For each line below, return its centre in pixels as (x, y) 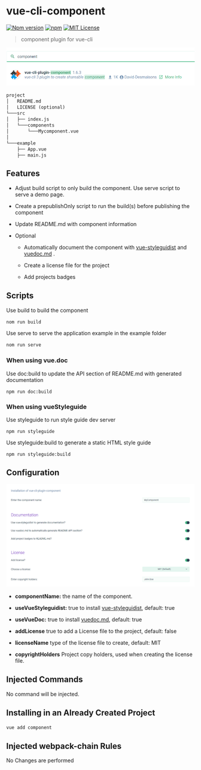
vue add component (29, 727)
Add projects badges (50, 276)
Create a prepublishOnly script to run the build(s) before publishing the (102, 206)
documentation (25, 380)
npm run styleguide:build (38, 454)
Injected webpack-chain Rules (64, 746)
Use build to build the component (47, 310)
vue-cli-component (56, 11)
